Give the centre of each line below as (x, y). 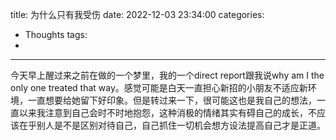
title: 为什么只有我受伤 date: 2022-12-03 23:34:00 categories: (137, 14)
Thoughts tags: (56, 34)
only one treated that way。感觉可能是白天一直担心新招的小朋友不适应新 (159, 87)
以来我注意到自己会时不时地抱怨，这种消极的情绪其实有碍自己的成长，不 (167, 112)
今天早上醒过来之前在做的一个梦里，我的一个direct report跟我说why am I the (167, 75)
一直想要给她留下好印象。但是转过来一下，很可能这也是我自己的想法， (172, 100)
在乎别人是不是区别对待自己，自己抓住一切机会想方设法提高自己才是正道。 (172, 125)
